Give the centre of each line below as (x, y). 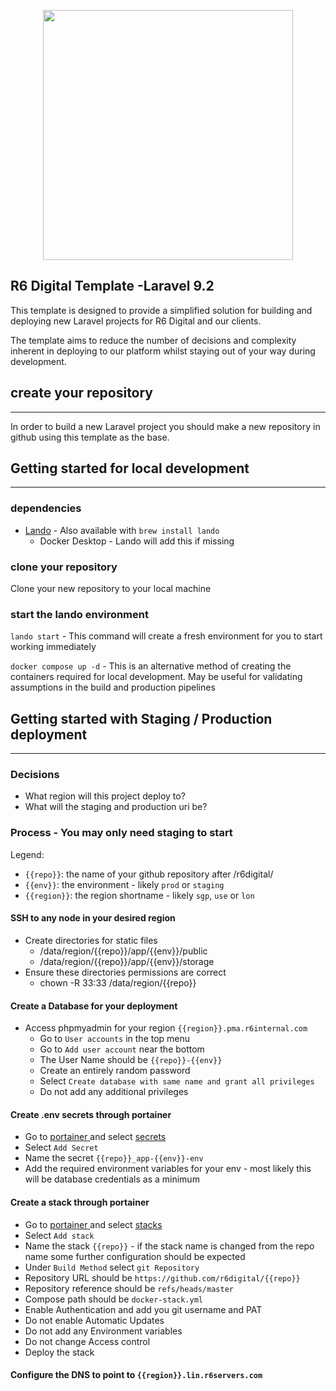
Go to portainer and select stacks (93, 1224)
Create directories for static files (91, 940)
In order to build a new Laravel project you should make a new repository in (165, 426)
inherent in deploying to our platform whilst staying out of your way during (163, 351)
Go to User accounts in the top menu (115, 1039)
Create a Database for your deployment (94, 1006)
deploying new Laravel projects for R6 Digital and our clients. (136, 321)
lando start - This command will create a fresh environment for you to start (166, 636)
